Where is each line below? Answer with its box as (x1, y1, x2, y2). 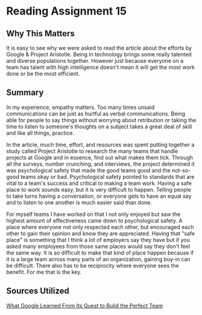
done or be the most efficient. (6, 70, 80, 77)
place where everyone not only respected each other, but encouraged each (6, 223, 194, 230)
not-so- (171, 166, 191, 174)
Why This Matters (6, 28, 75, 39)
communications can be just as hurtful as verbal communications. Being (6, 110, 186, 117)
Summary (6, 88, 44, 98)
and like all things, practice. (6, 129, 74, 137)
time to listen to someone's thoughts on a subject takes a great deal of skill (6, 123, 192, 130)
